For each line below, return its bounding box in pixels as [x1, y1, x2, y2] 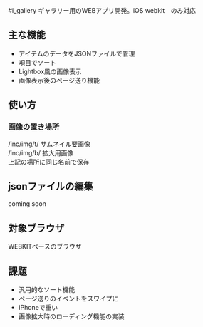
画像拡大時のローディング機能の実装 [18, 312, 125, 321]
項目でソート [18, 58, 56, 66]
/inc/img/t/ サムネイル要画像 [8, 140, 91, 148]
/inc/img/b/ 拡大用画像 [8, 148, 74, 157]
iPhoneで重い [18, 303, 58, 311]
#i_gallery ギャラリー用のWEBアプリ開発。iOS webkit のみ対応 [8, 6, 197, 14]
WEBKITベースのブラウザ [8, 242, 82, 251]
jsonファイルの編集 [8, 180, 93, 192]
